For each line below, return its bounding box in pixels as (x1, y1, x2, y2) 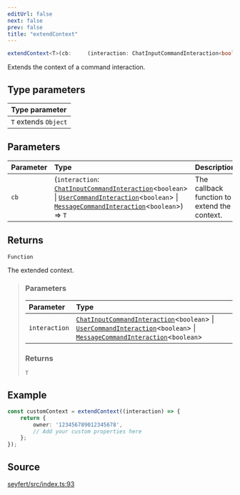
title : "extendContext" (7, 30, 79, 38)
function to (194, 192, 232, 202)
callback (194, 183, 224, 193)
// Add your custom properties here (33, 428, 142, 435)
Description (194, 162, 236, 172)
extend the (194, 201, 231, 211)
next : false (7, 17, 43, 24)
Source (7, 461, 41, 473)
